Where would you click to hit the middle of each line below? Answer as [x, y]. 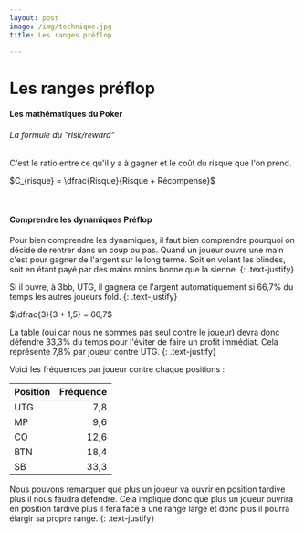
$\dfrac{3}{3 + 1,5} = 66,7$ [61, 314]
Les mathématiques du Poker [66, 114]
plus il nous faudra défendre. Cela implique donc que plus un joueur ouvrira [152, 498]
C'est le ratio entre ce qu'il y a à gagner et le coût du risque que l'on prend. [151, 163]
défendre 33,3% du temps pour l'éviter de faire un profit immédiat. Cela [144, 341]
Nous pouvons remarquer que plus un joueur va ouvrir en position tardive [147, 489]
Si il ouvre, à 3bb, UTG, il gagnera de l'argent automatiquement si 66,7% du [152, 287]
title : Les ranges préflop [61, 35]
